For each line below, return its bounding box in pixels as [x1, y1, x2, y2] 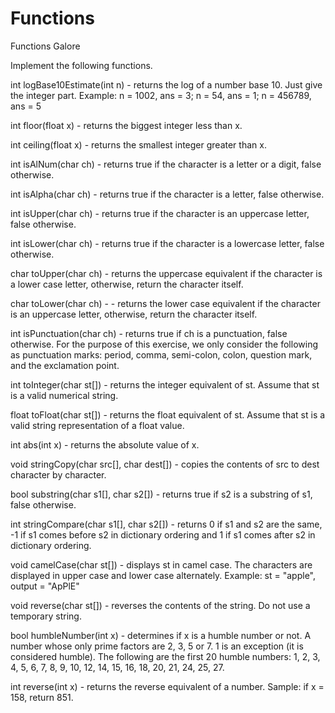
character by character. [10, 468, 107, 481]
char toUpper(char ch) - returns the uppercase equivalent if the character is [10, 267, 323, 279]
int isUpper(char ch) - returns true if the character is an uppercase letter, [10, 207, 310, 219]
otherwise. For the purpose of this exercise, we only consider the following [10, 338, 318, 350]
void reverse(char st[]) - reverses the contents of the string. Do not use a [10, 599, 311, 611]
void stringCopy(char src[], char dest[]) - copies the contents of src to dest [10, 458, 320, 470]
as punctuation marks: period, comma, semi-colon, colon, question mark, [10, 348, 313, 361]
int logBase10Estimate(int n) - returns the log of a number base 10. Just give [10, 78, 323, 91]
